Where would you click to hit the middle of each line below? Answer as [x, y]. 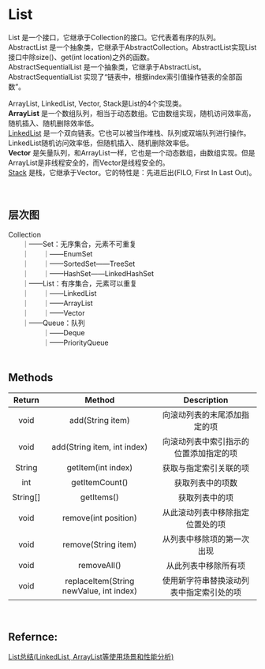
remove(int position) [100, 518]
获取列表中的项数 [206, 483]
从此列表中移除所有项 [206, 566]
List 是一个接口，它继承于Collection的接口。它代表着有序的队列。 [114, 37]
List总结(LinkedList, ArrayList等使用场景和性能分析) [91, 657]
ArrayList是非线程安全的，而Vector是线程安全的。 [89, 163]
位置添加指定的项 [206, 453]
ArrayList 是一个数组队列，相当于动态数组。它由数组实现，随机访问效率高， [132, 113]
